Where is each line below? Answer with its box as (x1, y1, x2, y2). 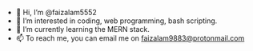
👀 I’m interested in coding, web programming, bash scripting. (15, 16, 218, 25)
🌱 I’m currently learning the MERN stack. (15, 25, 150, 33)
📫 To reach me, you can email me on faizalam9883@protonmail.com (15, 33, 245, 43)
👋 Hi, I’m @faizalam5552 (15, 8, 98, 17)
